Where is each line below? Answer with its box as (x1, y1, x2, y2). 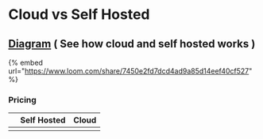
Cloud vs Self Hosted (8, 6, 150, 24)
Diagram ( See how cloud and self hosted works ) (8, 37, 256, 51)
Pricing (8, 94, 37, 105)
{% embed (8, 58, 44, 67)
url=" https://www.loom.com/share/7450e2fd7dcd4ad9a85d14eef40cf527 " (8, 66, 253, 76)
